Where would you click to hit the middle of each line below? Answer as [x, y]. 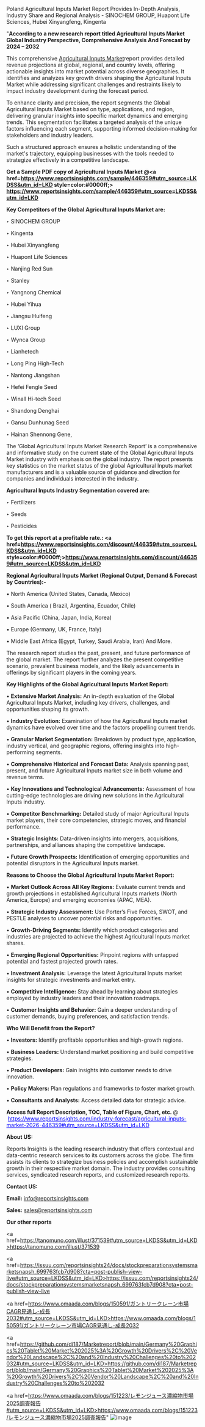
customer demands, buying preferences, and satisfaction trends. [88, 1016]
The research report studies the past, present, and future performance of [98, 653]
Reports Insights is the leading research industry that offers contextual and [100, 1149]
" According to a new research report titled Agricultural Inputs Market [95, 34]
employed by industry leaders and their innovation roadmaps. [84, 998]
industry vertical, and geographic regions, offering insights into [85, 746]
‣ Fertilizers [21, 502]
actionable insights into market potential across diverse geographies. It [95, 71]
